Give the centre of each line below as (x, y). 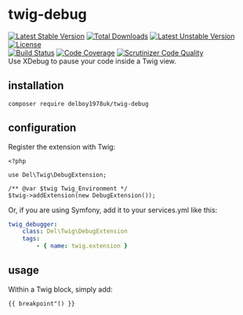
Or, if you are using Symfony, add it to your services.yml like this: (113, 210)
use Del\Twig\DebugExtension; (58, 175)
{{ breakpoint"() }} (42, 303)
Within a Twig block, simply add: (60, 289)
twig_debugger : (33, 224)
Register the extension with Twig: (62, 147)
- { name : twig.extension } (82, 246)
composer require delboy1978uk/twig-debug (78, 103)
